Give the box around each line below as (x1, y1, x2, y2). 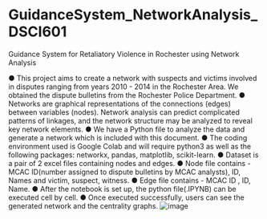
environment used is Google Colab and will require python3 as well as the (8, 141, 251, 151)
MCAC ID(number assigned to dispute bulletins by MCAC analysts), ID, (8, 167, 241, 176)
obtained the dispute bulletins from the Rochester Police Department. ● (8, 90, 246, 99)
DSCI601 (8, 22, 67, 41)
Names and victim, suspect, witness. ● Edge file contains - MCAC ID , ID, (8, 175, 251, 185)
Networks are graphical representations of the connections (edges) (8, 99, 231, 108)
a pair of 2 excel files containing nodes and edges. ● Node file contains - (8, 158, 251, 168)
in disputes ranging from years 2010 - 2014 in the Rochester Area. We (8, 82, 239, 91)
